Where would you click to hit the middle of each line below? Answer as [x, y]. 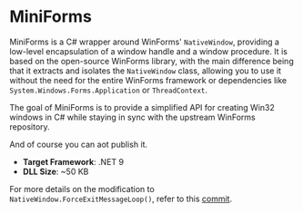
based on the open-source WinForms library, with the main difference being [151, 61]
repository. [30, 126]
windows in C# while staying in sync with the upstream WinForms [133, 117]
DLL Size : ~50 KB [56, 171]
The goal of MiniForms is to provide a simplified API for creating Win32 [142, 107]
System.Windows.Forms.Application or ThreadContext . [108, 90]
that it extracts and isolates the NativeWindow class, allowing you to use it [146, 71]
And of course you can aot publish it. [79, 144]
